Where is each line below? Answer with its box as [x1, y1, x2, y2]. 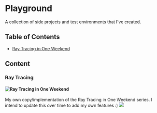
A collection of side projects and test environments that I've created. [5, 19, 141, 25]
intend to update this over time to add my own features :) [5, 102, 118, 109]
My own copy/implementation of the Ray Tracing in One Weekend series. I [5, 97, 153, 103]
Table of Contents [5, 33, 60, 41]
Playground [5, 3, 52, 14]
